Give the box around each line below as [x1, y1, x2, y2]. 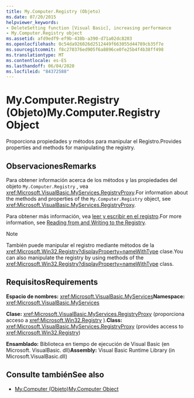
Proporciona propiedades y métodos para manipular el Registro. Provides [6, 138, 182, 145]
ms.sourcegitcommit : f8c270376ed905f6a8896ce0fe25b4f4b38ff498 [6, 47, 164, 53]
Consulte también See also [6, 370, 104, 380]
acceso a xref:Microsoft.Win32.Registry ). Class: [6, 317, 122, 324]
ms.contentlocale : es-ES [6, 57, 67, 63]
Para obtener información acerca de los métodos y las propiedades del [6, 177, 178, 183]
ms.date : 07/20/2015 [6, 14, 57, 20]
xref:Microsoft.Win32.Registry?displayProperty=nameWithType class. [6, 260, 174, 267]
